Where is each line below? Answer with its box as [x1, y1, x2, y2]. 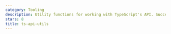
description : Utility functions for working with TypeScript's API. [5, 12, 154, 17]
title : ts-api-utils [5, 21, 49, 26]
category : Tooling [5, 7, 44, 12]
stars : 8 [5, 16, 24, 21]
